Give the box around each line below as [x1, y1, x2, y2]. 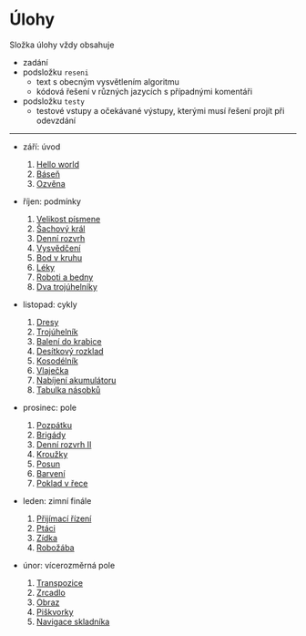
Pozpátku [36, 419, 73, 430]
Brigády [36, 429, 66, 440]
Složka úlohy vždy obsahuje [9, 39, 115, 50]
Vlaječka [36, 364, 69, 375]
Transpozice [36, 577, 84, 588]
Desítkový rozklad [36, 345, 104, 356]
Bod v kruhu [36, 251, 83, 263]
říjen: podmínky [22, 196, 82, 207]
